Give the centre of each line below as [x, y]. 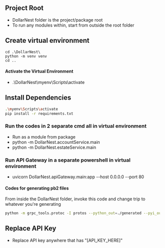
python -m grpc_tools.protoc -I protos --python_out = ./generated [73, 213]
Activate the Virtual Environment [39, 71]
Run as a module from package [44, 137]
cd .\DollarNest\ [23, 52]
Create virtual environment [47, 41]
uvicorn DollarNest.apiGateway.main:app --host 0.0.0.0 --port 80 [78, 177]
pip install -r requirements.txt [39, 113]
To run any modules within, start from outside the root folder [73, 25]
